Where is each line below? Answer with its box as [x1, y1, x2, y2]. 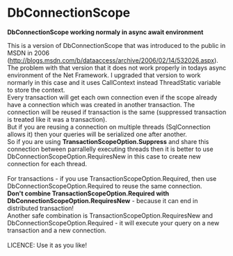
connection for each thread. [7, 159, 88, 168]
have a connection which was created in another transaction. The [7, 100, 195, 109]
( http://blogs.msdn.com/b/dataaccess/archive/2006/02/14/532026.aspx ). [7, 56, 219, 64]
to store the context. [7, 86, 65, 94]
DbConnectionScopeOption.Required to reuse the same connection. [7, 182, 202, 190]
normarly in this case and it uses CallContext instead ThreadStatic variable [7, 78, 221, 86]
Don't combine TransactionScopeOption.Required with [7, 189, 170, 198]
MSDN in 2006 [7, 49, 50, 57]
